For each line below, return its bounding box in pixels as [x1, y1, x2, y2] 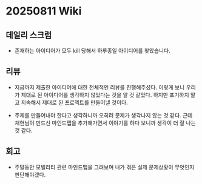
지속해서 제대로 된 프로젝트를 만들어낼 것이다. [21, 99, 128, 106]
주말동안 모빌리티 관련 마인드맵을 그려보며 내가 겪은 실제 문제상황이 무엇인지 [14, 163, 195, 171]
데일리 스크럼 [5, 30, 52, 40]
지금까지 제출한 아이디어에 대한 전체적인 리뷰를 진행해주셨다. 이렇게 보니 [14, 84, 185, 91]
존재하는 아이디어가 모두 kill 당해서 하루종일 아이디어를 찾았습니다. [14, 47, 170, 54]
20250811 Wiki [5, 4, 82, 18]
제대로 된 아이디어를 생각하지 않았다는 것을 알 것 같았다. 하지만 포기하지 [21, 91, 189, 98]
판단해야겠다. [14, 171, 46, 178]
